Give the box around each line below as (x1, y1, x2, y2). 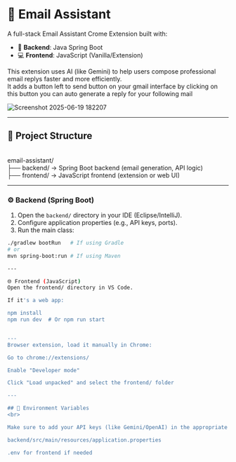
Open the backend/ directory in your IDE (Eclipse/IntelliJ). (17, 211, 183, 219)
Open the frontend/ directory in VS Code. (7, 284, 133, 292)
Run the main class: (17, 226, 75, 234)
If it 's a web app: (7, 297, 65, 304)
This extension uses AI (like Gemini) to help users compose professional (7, 67, 216, 76)
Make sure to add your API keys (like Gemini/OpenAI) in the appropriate (7, 423, 228, 430)
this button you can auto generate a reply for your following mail (7, 89, 193, 97)
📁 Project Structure (7, 130, 93, 142)
